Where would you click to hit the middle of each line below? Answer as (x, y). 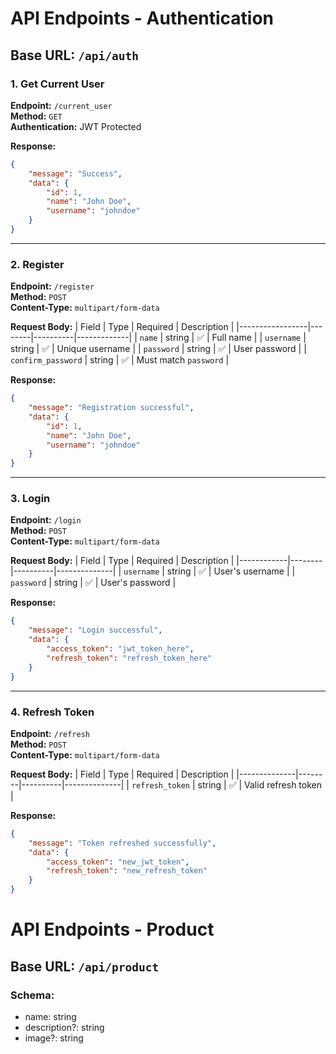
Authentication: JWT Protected (76, 126)
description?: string (64, 1027)
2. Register (37, 264)
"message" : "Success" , (75, 173)
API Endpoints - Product (112, 929)
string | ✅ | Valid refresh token (259, 784)
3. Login (30, 499)
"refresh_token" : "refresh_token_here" (129, 658)
